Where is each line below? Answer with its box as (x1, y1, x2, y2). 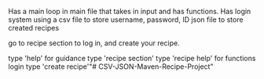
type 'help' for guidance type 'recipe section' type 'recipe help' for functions (8, 54, 256, 63)
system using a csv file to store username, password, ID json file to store (8, 15, 244, 24)
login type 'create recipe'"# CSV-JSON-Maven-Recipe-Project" (8, 62, 214, 71)
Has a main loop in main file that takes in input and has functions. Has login (8, 7, 251, 16)
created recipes (8, 23, 60, 32)
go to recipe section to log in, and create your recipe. (8, 38, 181, 48)
